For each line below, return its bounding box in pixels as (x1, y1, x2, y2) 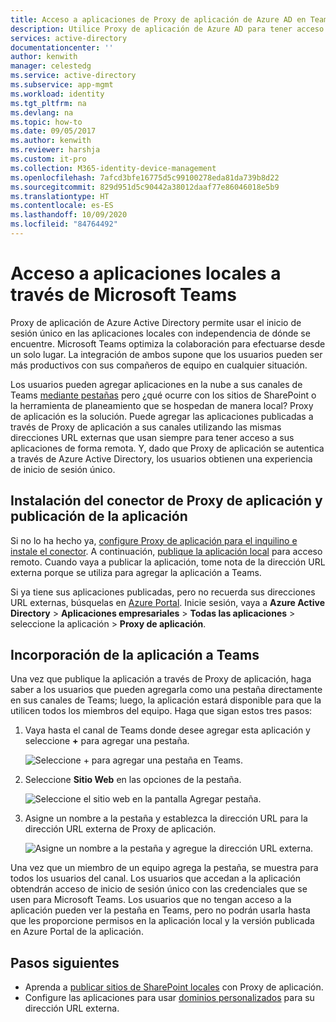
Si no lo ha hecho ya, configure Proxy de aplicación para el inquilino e (10, 534, 298, 546)
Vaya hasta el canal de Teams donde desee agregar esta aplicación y (24, 724, 311, 736)
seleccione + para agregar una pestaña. (24, 735, 190, 747)
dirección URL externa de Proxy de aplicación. (24, 823, 217, 835)
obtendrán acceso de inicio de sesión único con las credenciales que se (10, 883, 308, 895)
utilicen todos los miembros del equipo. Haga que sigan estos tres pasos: (10, 705, 313, 717)
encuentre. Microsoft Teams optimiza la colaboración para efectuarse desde (10, 337, 326, 350)
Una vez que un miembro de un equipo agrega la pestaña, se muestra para (10, 862, 319, 874)
